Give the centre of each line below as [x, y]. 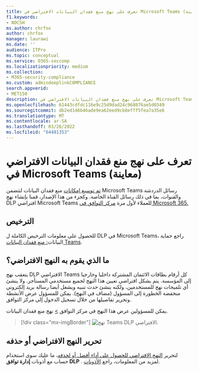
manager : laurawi [27, 39]
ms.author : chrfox [29, 28]
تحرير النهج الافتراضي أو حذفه [54, 341]
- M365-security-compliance [41, 77]
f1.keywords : [22, 17]
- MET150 [17, 94]
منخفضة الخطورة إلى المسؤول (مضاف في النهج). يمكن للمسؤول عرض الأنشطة [93, 293]
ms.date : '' [21, 45]
